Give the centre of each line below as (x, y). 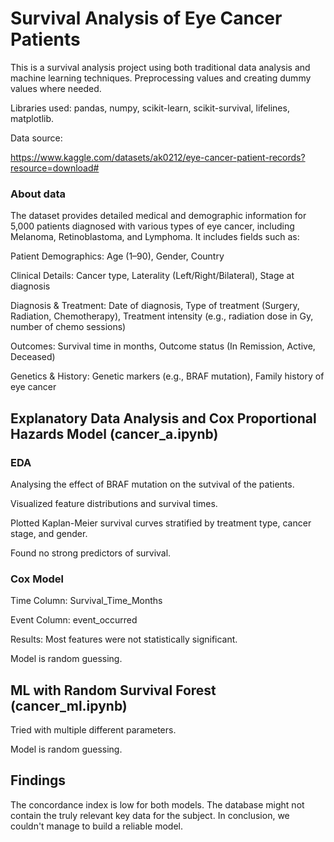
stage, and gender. (49, 533)
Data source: (36, 138)
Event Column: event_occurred (74, 620)
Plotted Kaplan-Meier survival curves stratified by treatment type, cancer (161, 523)
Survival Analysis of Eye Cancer (146, 18)
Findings (38, 780)
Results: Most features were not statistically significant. (124, 639)
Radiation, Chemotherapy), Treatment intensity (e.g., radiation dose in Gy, (162, 316)
